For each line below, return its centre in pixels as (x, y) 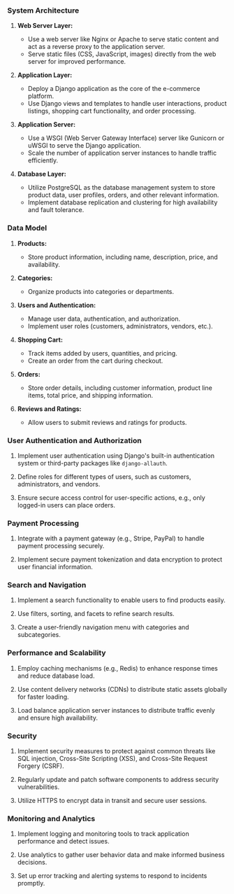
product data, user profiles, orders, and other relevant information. (123, 195)
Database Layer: (42, 174)
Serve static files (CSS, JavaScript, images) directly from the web (122, 54)
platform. (41, 96)
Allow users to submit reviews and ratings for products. (107, 422)
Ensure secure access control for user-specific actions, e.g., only (111, 497)
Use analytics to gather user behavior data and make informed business (121, 855)
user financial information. (55, 567)
